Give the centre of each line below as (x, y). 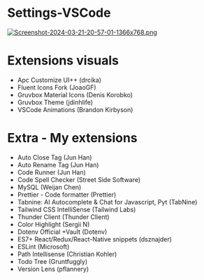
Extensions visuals (63, 61)
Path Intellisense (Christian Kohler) (67, 254)
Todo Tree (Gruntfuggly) (52, 261)
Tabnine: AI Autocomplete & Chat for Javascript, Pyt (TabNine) (107, 202)
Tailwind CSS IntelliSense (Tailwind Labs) (76, 209)
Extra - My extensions (72, 138)
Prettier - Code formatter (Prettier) (67, 195)
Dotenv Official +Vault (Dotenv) (62, 232)
